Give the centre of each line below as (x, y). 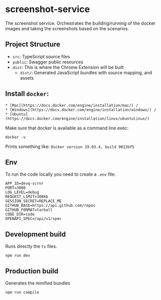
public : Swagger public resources (48, 62)
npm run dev (18, 256)
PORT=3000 (16, 188)
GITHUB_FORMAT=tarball (29, 210)
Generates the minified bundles (38, 283)
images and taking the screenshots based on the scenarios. (67, 28)
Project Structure (33, 45)
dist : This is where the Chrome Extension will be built (68, 67)
